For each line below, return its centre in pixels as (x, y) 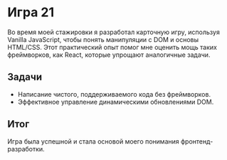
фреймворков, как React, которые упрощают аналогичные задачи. (109, 55)
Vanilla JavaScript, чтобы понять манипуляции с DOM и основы (103, 39)
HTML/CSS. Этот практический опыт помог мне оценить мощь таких (112, 47)
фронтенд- (197, 141)
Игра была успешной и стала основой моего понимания (93, 141)
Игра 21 (31, 12)
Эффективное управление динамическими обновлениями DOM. (116, 102)
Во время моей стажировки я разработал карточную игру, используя (114, 32)
